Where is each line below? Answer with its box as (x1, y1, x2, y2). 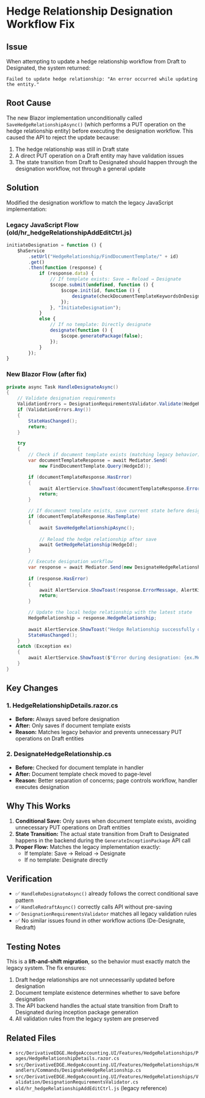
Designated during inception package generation (15, 1009, 138, 1016)
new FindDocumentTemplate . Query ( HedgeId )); (38, 463, 151, 469)
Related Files (6, 1033, 57, 1043)
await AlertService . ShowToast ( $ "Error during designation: (28, 655, 182, 661)
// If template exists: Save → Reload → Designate (49, 276, 182, 282)
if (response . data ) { (38, 271, 95, 277)
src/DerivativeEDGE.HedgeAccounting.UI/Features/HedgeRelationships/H (15, 1062, 199, 1068)
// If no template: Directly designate (49, 322, 151, 328)
